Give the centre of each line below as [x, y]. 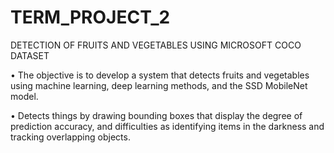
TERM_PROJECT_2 [90, 17]
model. [24, 96]
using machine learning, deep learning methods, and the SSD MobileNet [159, 85]
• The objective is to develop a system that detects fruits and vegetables [160, 75]
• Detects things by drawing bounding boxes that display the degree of [156, 115]
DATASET [30, 55]
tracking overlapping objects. [70, 137]
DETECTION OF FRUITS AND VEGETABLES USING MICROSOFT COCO [156, 45]
